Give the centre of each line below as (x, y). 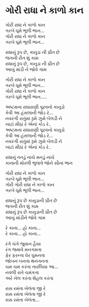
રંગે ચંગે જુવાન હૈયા (23, 243)
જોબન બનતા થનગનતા (27, 261)
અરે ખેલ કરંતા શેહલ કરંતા (29, 278)
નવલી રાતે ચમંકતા (22, 272)
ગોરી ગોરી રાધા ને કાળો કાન (30, 184)
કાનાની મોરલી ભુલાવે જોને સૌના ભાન (39, 163)
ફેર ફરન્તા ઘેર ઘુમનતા (25, 255)
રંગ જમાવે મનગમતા (23, 249)
